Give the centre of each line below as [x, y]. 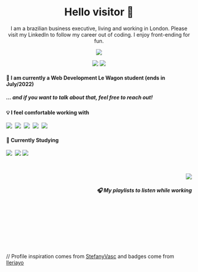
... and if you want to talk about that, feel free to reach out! [80, 97]
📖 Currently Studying [32, 140]
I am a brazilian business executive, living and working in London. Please [99, 28]
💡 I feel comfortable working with [48, 112]
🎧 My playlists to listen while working [144, 190]
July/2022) [20, 84]
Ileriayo [15, 263]
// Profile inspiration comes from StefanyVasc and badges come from [90, 257]
